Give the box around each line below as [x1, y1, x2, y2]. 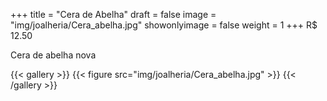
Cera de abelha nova [10, 49, 97, 61]
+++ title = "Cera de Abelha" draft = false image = [10, 9, 217, 20]
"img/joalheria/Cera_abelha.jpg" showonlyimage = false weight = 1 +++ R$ [10, 19, 318, 31]
